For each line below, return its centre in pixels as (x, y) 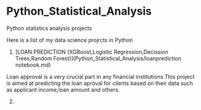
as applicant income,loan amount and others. (63, 89)
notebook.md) (33, 65)
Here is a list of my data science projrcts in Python (70, 40)
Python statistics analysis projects (49, 28)
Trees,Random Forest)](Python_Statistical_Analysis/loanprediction (98, 58)
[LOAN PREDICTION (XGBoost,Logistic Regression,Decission (92, 52)
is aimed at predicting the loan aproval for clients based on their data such (100, 83)
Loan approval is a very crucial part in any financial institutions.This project (100, 76)
